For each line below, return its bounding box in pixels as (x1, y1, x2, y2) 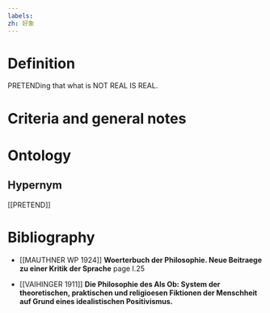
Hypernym (7, 179, 62, 192)
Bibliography (7, 228, 95, 247)
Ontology (7, 146, 72, 164)
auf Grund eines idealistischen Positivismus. (19, 296, 173, 306)
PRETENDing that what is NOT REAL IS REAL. (7, 81, 158, 91)
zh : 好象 (7, 19, 35, 27)
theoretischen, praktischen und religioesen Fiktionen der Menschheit (19, 288, 258, 298)
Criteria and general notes (7, 109, 187, 128)
